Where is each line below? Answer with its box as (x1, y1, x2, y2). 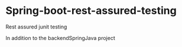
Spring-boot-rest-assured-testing (5, 4, 177, 17)
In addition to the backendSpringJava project (5, 34, 116, 41)
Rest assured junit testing (5, 23, 67, 30)
